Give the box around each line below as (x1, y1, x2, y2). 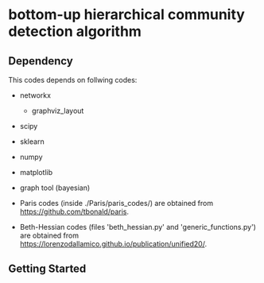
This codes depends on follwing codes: (8, 76, 138, 84)
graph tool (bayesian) (19, 183, 91, 192)
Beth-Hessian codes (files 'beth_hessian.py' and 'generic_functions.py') (19, 223, 257, 231)
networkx (19, 91, 52, 100)
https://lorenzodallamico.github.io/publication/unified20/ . (19, 239, 208, 248)
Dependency (8, 54, 73, 68)
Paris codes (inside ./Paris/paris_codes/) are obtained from (19, 199, 213, 207)
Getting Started (8, 262, 87, 276)
